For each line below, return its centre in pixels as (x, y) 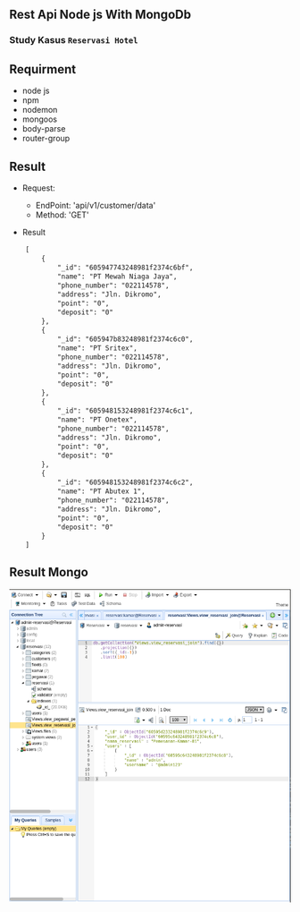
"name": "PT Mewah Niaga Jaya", (117, 277)
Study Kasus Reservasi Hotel (74, 40)
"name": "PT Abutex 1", (101, 491)
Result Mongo (49, 572)
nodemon (40, 110)
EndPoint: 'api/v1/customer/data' (96, 205)
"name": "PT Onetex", (97, 420)
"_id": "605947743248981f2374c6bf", (125, 268)
